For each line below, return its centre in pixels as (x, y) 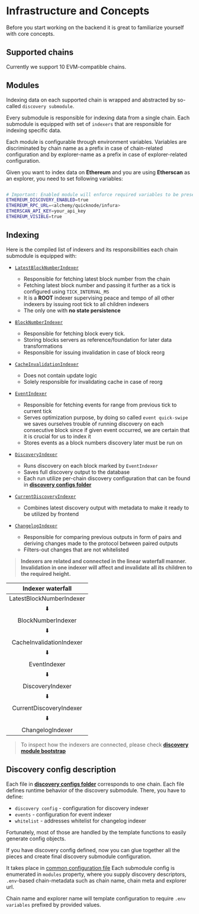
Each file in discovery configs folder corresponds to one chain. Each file (95, 784)
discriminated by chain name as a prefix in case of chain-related (84, 148)
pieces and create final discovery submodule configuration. (79, 856)
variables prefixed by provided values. (54, 904)
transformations (43, 346)
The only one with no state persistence (72, 310)
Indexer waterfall (47, 588)
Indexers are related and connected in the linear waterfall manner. (103, 561)
